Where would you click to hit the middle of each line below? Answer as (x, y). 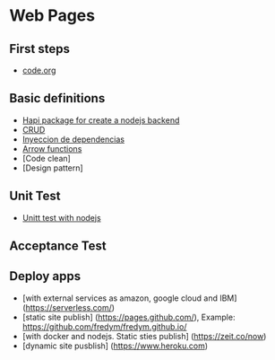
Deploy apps (45, 276)
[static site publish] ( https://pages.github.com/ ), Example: (129, 317)
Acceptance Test (58, 246)
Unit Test (35, 196)
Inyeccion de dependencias (73, 139)
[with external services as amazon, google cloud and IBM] (129, 298)
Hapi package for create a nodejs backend (101, 120)
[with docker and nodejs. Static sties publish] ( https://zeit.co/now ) (144, 336)
